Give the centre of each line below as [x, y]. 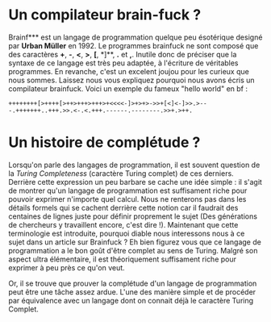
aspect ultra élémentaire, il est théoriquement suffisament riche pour [122, 259]
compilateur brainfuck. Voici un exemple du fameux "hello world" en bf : [128, 88]
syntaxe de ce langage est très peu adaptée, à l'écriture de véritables [124, 63]
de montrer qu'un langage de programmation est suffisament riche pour [128, 190]
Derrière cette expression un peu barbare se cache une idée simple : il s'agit [135, 182]
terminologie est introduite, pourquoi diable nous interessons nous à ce [127, 233]
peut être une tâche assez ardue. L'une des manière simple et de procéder [132, 291]
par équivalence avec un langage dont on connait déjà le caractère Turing [131, 300]
